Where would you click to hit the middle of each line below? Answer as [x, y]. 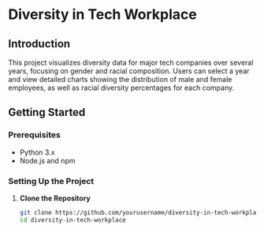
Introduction [39, 44]
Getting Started [47, 112]
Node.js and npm [47, 160]
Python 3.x [37, 152]
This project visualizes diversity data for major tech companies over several [131, 62]
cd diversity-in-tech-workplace [73, 220]
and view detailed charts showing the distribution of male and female [120, 79]
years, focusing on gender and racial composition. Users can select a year [129, 71]
